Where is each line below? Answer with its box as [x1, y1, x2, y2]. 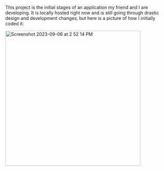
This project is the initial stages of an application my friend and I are [5, 5, 148, 10]
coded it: [5, 20, 24, 27]
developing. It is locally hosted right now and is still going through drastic [5, 10, 159, 16]
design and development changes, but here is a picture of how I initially [5, 15, 156, 21]
